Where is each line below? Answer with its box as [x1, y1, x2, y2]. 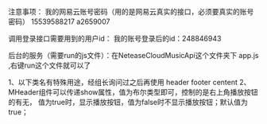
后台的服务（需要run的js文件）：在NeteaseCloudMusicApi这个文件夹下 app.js [8, 51, 259, 60]
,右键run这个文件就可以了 [8, 60, 91, 70]
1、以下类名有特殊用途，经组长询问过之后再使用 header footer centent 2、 [8, 78, 251, 87]
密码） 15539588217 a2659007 [8, 17, 110, 26]
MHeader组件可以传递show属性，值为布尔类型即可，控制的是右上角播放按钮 [8, 87, 258, 97]
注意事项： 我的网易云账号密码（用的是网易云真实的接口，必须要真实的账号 [8, 7, 254, 16]
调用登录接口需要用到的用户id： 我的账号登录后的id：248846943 [8, 34, 222, 43]
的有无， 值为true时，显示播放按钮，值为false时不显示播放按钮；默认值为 [8, 98, 248, 107]
